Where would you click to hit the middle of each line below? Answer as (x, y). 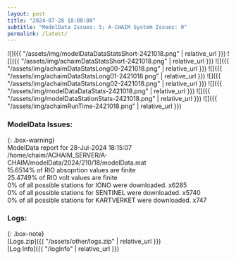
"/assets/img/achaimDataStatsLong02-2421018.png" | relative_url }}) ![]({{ (115, 84)
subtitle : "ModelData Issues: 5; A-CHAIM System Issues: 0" (98, 27)
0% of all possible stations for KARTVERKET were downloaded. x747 (107, 200)
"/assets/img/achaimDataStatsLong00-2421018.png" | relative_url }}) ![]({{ (115, 69)
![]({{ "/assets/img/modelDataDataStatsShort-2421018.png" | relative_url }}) (117, 54)
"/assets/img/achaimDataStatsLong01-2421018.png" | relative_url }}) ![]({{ (114, 76)
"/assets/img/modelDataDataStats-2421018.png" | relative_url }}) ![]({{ (109, 91)
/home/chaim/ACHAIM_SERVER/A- (57, 155)
